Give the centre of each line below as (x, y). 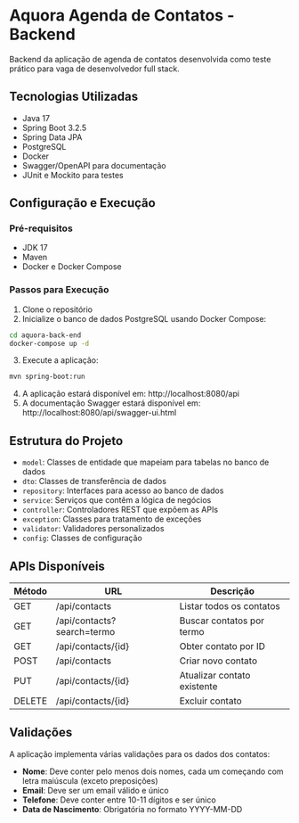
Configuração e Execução (82, 203)
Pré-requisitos (41, 228)
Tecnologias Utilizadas (74, 97)
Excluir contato (210, 701)
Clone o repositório (57, 309)
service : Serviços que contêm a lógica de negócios (117, 500)
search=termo (85, 631)
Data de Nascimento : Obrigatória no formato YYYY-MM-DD (132, 809)
